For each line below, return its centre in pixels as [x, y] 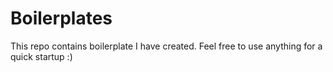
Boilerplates [61, 18]
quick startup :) [41, 56]
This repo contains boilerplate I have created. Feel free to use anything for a [166, 46]
